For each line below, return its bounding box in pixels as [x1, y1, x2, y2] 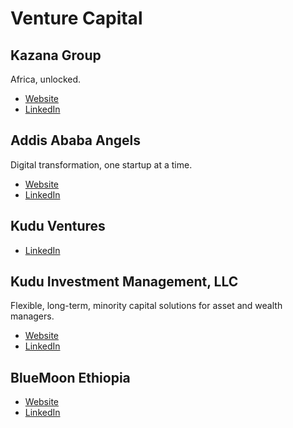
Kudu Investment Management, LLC [10, 273, 239, 291]
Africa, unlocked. [10, 73, 82, 85]
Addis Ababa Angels [10, 132, 142, 149]
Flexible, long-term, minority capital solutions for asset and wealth [10, 300, 283, 312]
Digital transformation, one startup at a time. [10, 158, 193, 171]
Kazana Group [10, 47, 102, 64]
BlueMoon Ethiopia [10, 369, 131, 386]
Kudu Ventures [10, 218, 106, 235]
